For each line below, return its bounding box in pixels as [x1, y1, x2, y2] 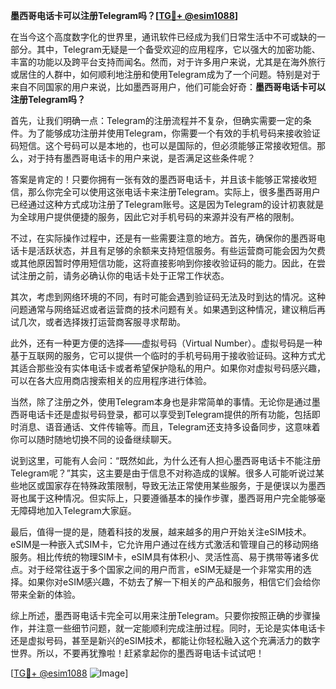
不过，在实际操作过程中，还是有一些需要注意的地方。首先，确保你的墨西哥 [10, 232, 317, 244]
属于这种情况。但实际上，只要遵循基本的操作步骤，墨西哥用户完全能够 [27, 492, 317, 504]
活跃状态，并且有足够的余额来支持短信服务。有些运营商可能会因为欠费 [36, 245, 326, 256]
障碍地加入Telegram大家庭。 [18, 505, 137, 516]
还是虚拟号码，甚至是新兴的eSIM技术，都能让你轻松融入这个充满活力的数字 [10, 635, 321, 646]
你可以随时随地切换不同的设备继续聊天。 [10, 434, 177, 445]
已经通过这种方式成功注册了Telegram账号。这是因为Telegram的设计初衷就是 [10, 199, 325, 210]
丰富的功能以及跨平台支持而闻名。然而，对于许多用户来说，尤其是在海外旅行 [10, 56, 326, 68]
